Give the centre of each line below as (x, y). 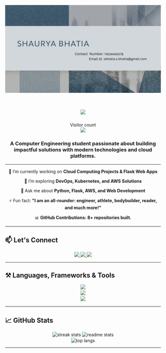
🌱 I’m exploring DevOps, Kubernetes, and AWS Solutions (83, 181)
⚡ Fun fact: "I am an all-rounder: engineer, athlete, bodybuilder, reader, (83, 200)
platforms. (83, 156)
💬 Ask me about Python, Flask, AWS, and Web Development (83, 190)
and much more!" (83, 208)
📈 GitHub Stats (29, 320)
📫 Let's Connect (32, 240)
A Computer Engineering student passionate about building (83, 144)
